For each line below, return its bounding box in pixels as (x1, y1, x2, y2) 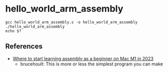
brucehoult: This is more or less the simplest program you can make (20, 61, 163, 67)
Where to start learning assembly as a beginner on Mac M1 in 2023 (12, 55, 154, 61)
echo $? (5, 28, 22, 33)
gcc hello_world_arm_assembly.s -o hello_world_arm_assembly (5, 20, 138, 25)
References (5, 42, 43, 51)
